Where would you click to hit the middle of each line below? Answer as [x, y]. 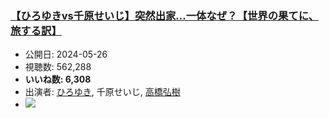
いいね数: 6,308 [58, 79]
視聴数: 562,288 [58, 67]
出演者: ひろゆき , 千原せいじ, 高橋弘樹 [102, 92]
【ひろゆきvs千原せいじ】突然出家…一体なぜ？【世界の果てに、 [164, 15]
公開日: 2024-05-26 [66, 54]
